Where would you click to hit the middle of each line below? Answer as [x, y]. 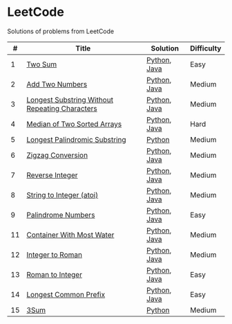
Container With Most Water [70, 235]
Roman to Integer [55, 274]
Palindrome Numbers [61, 215]
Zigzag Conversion [57, 155]
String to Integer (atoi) [62, 195]
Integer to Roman [55, 255]
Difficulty [205, 48]
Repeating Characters [62, 108]
